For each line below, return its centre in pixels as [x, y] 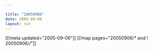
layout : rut [18, 24]
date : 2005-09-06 [24, 19]
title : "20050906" [25, 14]
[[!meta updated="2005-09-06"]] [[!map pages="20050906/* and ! [77, 38]
